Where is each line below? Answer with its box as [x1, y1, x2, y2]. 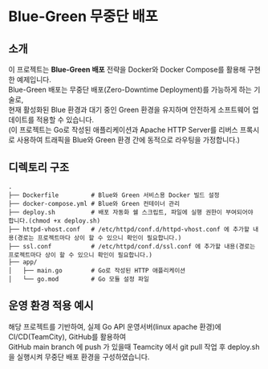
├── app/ [8, 258, 38, 266]
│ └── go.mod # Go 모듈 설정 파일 [8, 275, 150, 283]
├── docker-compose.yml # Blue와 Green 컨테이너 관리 [8, 199, 181, 207]
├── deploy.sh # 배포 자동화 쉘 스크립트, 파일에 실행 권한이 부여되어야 [8, 208, 254, 216]
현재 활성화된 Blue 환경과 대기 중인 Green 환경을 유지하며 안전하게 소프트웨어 [8, 105, 250, 114]
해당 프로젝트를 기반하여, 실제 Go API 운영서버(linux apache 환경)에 [8, 322, 222, 331]
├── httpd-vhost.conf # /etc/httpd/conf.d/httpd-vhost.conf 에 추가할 [8, 225, 250, 233]
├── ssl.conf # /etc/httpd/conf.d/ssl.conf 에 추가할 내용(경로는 [8, 242, 256, 250]
